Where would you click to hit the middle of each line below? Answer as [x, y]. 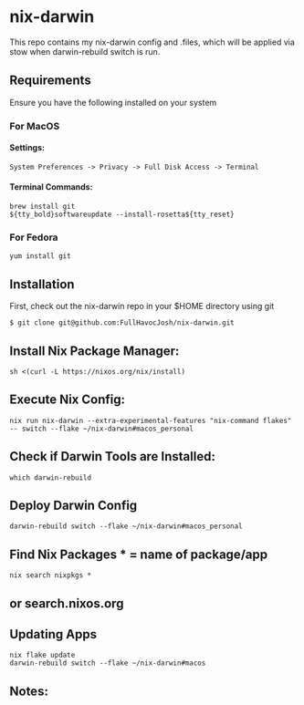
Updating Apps [53, 634]
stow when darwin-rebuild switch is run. [85, 51]
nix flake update [42, 655]
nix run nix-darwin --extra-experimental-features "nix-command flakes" [151, 420]
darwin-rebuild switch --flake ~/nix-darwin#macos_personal [126, 526]
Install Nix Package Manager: [94, 351]
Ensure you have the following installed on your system [113, 102]
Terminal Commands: [51, 187]
